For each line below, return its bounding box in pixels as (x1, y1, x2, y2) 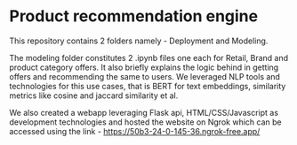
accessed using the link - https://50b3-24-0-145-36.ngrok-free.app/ (9, 126, 261, 136)
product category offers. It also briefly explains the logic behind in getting (9, 62, 279, 72)
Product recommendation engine (9, 6, 259, 27)
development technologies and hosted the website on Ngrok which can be (9, 117, 282, 127)
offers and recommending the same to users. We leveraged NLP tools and (9, 71, 280, 81)
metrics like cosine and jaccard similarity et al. (9, 90, 179, 101)
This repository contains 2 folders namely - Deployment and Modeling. (9, 35, 269, 46)
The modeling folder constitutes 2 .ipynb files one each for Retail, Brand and (9, 52, 289, 63)
